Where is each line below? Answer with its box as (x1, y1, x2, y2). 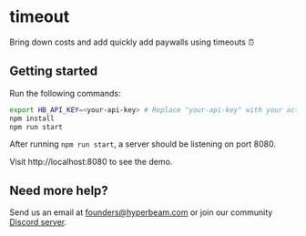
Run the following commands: (9, 87, 121, 98)
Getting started (9, 64, 98, 79)
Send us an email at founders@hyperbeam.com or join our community (9, 207, 273, 218)
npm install (9, 114, 55, 123)
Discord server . (9, 217, 67, 228)
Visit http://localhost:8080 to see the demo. (9, 157, 173, 168)
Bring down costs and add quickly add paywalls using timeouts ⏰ (9, 36, 255, 47)
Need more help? (9, 182, 109, 198)
